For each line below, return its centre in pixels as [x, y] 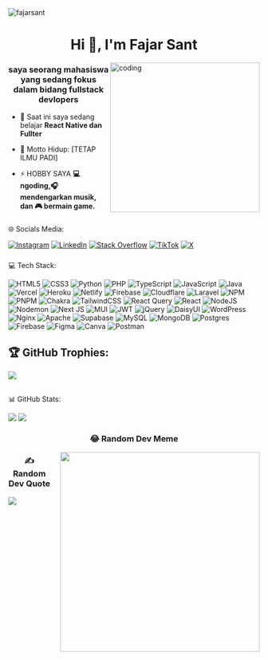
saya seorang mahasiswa [59, 69]
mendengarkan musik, [58, 197]
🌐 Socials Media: [36, 229]
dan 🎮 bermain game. [57, 206]
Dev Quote [29, 484]
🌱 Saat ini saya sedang [57, 117]
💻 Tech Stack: [32, 266]
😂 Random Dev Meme [134, 439]
